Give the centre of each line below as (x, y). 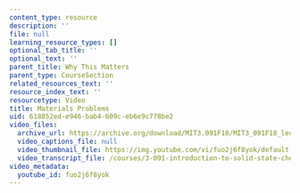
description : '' (39, 26)
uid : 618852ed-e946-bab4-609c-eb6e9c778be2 (92, 117)
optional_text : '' (43, 59)
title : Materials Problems (59, 109)
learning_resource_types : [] (63, 42)
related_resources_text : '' (62, 84)
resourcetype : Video (48, 100)
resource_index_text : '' (55, 92)
